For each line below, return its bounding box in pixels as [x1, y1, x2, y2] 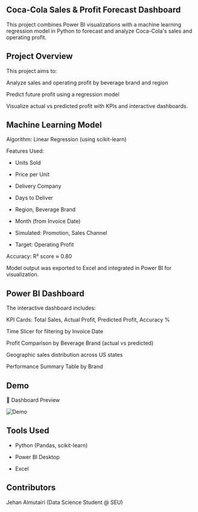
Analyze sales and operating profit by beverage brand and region [6, 78, 168, 86]
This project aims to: [6, 67, 57, 74]
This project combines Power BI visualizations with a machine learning [6, 21, 182, 28]
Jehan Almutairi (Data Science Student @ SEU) [6, 498, 123, 506]
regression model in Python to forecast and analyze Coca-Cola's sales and [6, 27, 193, 34]
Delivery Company [14, 182, 62, 190]
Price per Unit [14, 171, 50, 178]
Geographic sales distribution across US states [6, 351, 123, 359]
